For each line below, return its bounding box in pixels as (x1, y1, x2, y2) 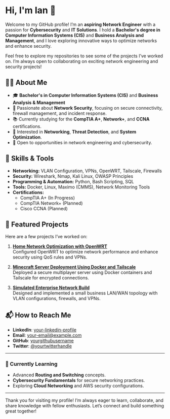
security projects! (5, 63, 42, 70)
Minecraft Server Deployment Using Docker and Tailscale (12, 264, 136, 270)
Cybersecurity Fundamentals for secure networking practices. (12, 377, 145, 383)
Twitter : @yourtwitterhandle (12, 343, 72, 349)
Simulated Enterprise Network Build (12, 284, 90, 291)
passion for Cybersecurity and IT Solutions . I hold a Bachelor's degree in (5, 26, 161, 33)
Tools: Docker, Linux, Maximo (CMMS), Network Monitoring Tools (12, 184, 150, 190)
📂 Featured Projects (5, 220, 69, 229)
